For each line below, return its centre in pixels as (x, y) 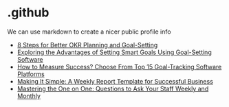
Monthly (29, 96)
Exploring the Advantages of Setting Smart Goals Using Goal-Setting (114, 52)
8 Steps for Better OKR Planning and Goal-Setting (87, 45)
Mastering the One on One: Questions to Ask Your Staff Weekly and (113, 88)
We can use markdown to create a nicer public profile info (89, 32)
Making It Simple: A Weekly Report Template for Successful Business (115, 81)
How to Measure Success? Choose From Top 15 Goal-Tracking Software (119, 67)
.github (28, 13)
